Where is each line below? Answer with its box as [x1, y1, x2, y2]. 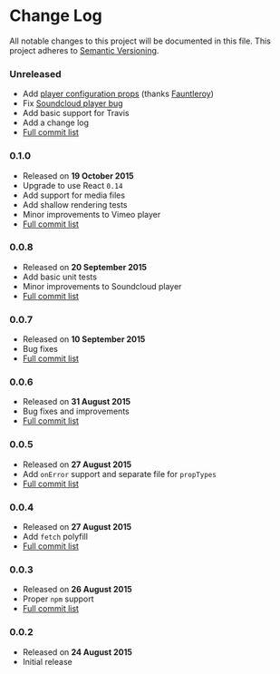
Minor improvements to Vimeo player [22, 209, 161, 220]
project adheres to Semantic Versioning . [9, 44, 159, 55]
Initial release [22, 656, 72, 667]
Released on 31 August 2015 [22, 396, 131, 407]
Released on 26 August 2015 [22, 584, 133, 595]
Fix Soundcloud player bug [22, 98, 124, 109]
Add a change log [22, 117, 89, 128]
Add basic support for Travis [22, 108, 130, 119]
